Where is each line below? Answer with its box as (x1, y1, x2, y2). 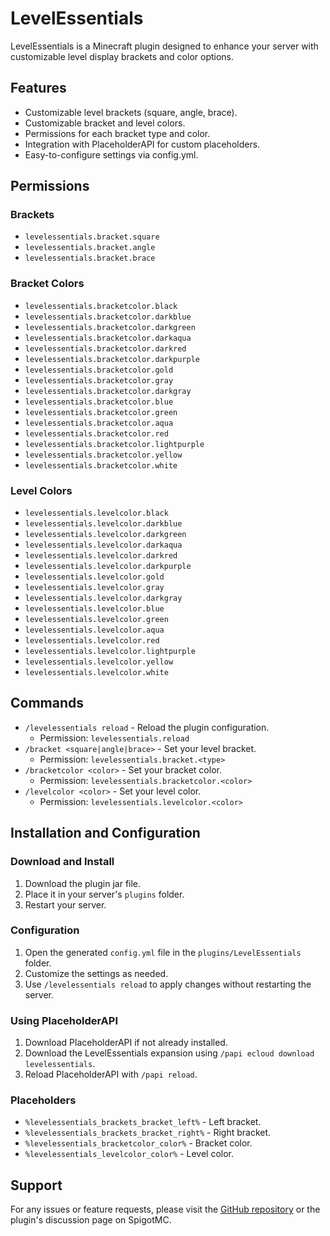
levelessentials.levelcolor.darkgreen (24, 530, 187, 540)
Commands (10, 695, 85, 712)
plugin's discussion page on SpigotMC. (10, 1214, 172, 1226)
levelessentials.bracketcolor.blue (24, 397, 174, 407)
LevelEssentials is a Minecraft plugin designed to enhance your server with (10, 40, 319, 52)
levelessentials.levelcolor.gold (24, 572, 165, 582)
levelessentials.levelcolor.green (24, 615, 169, 625)
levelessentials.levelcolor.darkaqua (24, 540, 183, 551)
